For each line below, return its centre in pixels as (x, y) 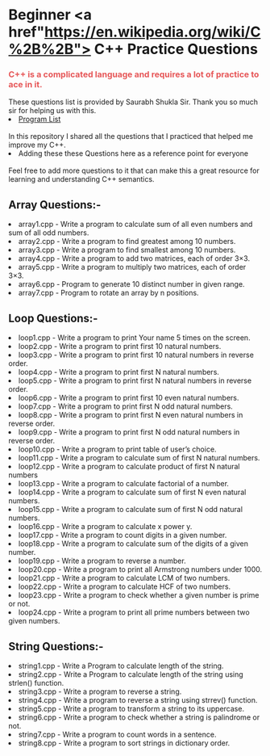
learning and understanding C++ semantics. (81, 179)
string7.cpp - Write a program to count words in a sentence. (118, 734)
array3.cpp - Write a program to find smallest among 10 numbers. (127, 250)
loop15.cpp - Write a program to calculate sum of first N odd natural (131, 510)
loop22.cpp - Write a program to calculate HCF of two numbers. (125, 586)
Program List (40, 120)
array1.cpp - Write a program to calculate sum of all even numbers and (136, 225)
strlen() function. (36, 682)
